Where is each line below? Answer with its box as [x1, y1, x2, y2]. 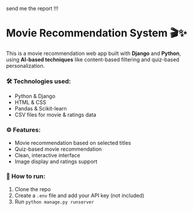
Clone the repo [14, 185, 51, 192]
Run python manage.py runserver [14, 198, 94, 205]
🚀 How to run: [6, 172, 46, 181]
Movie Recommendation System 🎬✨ [6, 26, 187, 40]
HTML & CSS [14, 99, 46, 106]
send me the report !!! [6, 5, 59, 12]
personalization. [6, 62, 45, 69]
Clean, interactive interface [14, 151, 80, 158]
